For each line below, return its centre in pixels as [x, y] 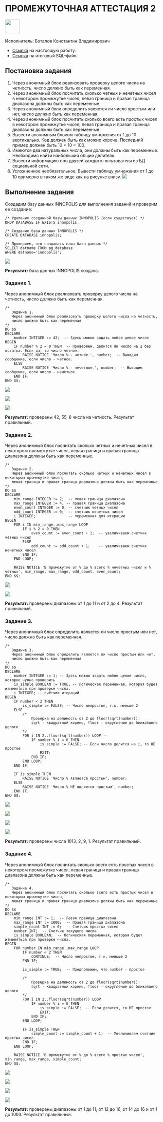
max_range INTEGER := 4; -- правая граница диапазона [69, 504]
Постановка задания [38, 71]
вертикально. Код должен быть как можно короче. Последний [78, 140]
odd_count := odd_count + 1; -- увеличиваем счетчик [89, 546]
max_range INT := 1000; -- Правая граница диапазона [69, 922]
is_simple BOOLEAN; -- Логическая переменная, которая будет [78, 935]
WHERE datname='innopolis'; [34, 252]
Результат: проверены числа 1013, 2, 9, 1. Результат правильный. [73, 841]
